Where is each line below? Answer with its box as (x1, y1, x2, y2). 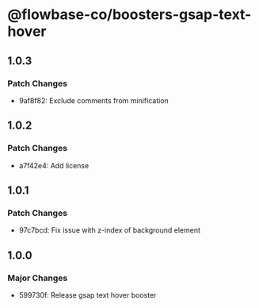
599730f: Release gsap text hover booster (18, 290, 157, 299)
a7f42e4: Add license (18, 160, 90, 170)
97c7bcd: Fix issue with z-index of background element (18, 225, 201, 235)
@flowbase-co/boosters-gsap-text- (7, 6, 252, 24)
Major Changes (7, 272, 68, 283)
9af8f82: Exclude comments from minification (18, 95, 169, 105)
